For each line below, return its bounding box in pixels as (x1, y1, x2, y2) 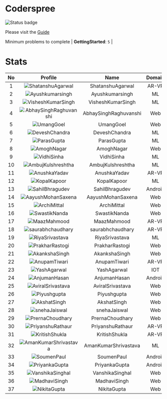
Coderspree (5, 3, 56, 14)
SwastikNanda (95, 210, 129, 217)
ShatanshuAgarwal (90, 82, 134, 89)
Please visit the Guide (5, 29, 50, 35)
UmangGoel (98, 121, 126, 128)
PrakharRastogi (94, 242, 130, 249)
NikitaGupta (98, 386, 126, 393)
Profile (40, 74, 57, 81)
